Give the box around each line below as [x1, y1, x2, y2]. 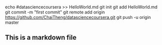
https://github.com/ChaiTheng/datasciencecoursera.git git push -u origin [5, 15, 151, 20]
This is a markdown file [5, 33, 77, 42]
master [5, 19, 19, 25]
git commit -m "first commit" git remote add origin [5, 9, 105, 15]
